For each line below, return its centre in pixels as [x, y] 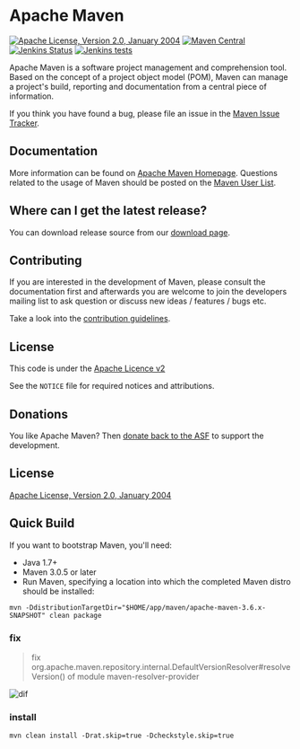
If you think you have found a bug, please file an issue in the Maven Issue [145, 113]
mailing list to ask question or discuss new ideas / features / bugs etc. [138, 301]
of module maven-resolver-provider [133, 676]
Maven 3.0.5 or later [59, 572]
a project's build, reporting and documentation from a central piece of [138, 86]
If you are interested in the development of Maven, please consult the [137, 282]
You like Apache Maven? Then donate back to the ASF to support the [137, 436]
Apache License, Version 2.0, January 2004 [90, 495]
